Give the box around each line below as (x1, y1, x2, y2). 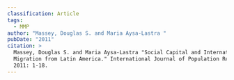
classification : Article (7, 10, 79, 17)
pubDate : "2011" (7, 36, 54, 43)
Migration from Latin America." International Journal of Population (13, 56, 219, 63)
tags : (7, 17, 23, 24)
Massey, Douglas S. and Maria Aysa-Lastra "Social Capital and (13, 49, 201, 56)
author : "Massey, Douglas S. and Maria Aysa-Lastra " (7, 29, 167, 37)
